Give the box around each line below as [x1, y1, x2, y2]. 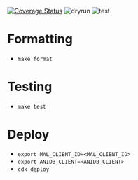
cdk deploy [17, 165, 50, 173]
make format [17, 55, 53, 62]
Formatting [7, 32, 74, 47]
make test [17, 103, 47, 110]
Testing [7, 79, 53, 95]
